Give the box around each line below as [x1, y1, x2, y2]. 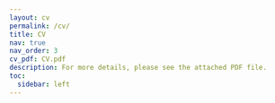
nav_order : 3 [9, 47, 58, 56]
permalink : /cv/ [9, 21, 70, 30]
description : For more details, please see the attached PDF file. [9, 64, 268, 73]
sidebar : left [17, 80, 70, 89]
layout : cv [9, 13, 50, 22]
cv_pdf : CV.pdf [9, 55, 67, 64]
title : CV [9, 30, 47, 39]
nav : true [9, 38, 47, 47]
